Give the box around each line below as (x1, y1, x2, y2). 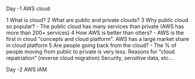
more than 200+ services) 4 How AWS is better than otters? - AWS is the (6, 29, 184, 36)
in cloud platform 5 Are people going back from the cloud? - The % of (6, 42, 177, 49)
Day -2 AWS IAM (6, 66, 47, 73)
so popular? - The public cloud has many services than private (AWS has (6, 23, 184, 30)
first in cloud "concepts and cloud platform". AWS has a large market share (6, 36, 190, 42)
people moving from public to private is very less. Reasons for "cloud (6, 48, 175, 55)
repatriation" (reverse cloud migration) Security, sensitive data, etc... (6, 55, 174, 61)
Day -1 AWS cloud (6, 5, 50, 12)
